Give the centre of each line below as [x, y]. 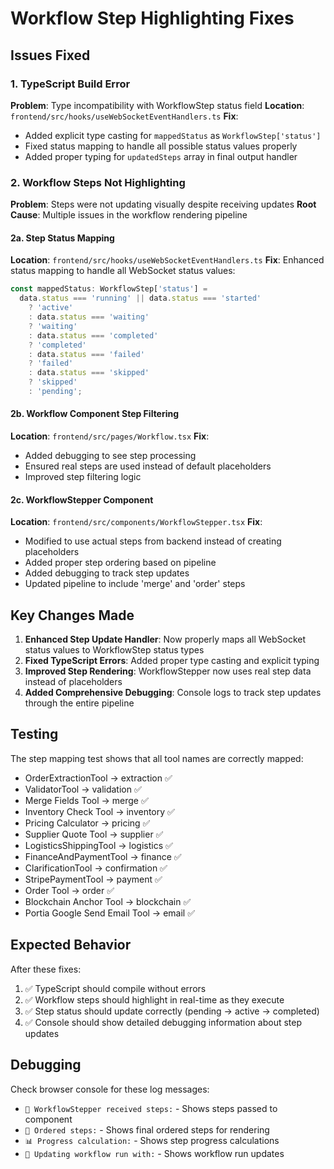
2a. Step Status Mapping [62, 238]
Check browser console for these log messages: [110, 1089]
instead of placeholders [73, 682]
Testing [34, 734]
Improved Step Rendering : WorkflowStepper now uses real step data [168, 671]
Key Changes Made [72, 615]
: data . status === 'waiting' [89, 317]
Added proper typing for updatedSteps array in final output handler [161, 156]
